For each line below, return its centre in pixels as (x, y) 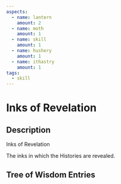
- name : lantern (32, 17)
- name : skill (29, 39)
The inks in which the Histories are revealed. (61, 156)
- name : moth (28, 28)
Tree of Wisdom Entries (51, 175)
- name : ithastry (33, 62)
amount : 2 (29, 23)
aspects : (17, 12)
